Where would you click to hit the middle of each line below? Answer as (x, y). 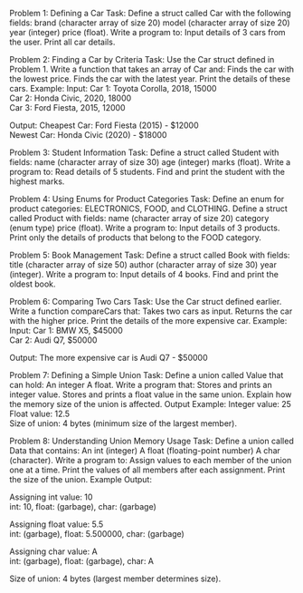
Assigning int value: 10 (51, 497)
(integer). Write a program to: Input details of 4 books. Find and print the (144, 274)
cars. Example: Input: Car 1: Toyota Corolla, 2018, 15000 (113, 88)
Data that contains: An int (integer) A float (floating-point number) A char (145, 451)
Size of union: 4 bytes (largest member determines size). (115, 578)
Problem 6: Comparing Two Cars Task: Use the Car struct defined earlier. (146, 301)
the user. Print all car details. (62, 42)
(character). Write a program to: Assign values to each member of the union (151, 460)
